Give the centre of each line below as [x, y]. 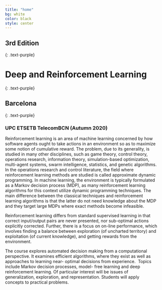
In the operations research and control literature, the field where [70, 170]
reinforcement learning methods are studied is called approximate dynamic [81, 175]
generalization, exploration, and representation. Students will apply [72, 277]
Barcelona [21, 103]
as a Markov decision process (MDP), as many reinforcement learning [75, 185]
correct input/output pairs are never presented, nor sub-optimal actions [77, 221]
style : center [20, 23]
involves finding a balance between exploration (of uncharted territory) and [81, 231]
